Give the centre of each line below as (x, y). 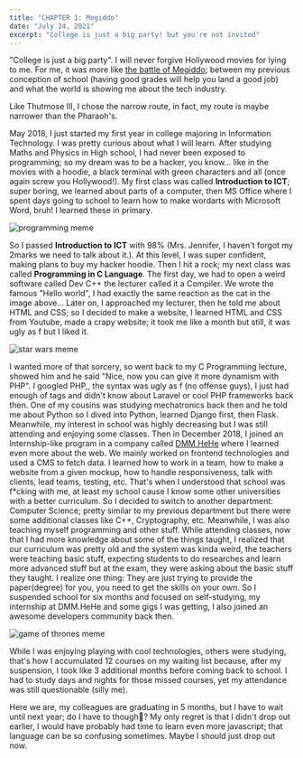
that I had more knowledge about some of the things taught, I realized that (147, 539)
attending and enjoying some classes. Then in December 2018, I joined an (147, 434)
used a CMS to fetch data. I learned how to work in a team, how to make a (147, 463)
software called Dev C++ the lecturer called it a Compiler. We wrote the (142, 284)
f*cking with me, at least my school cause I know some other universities (145, 491)
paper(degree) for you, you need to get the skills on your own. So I (133, 587)
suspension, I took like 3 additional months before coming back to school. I (148, 670)
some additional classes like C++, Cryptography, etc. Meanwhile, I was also (150, 520)
